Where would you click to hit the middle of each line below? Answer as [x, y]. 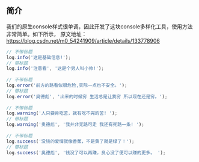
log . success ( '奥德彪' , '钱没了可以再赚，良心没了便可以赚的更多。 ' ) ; [86, 152]
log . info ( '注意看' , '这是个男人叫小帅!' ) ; [55, 69]
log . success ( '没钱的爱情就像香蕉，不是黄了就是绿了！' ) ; [70, 141]
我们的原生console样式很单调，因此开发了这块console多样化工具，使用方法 [100, 26]
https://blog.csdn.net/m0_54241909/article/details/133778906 [83, 40]
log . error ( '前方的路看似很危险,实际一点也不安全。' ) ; [67, 86]
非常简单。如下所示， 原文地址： [47, 34]
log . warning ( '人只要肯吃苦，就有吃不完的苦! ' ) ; [62, 113]
